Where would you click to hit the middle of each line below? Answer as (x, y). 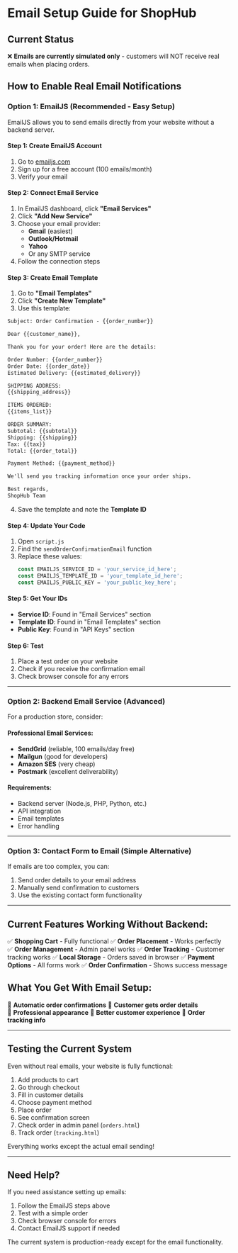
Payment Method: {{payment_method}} (61, 463)
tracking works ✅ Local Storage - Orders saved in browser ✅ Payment (111, 957)
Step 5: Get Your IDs (38, 599)
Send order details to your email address (77, 880)
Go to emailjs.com (44, 162)
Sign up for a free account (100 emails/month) (85, 169)
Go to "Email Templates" (55, 293)
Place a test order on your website (68, 661)
